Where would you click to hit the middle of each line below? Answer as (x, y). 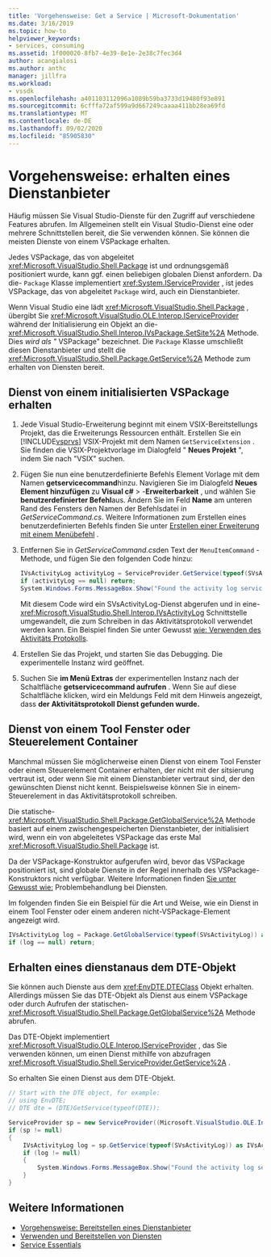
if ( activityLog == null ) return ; (78, 581)
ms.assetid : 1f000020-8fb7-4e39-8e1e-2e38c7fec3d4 (95, 53)
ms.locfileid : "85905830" (52, 136)
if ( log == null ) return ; (52, 942)
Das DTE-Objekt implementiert (59, 1037)
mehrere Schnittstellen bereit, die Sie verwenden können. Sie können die (129, 233)
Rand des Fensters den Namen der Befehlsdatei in (103, 509)
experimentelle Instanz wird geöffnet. (82, 662)
